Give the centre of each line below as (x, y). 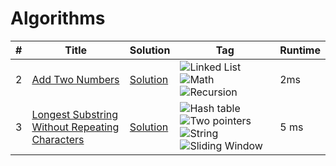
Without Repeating (75, 127)
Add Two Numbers (75, 79)
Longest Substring (75, 114)
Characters (58, 139)
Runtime (300, 50)
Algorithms (58, 18)
